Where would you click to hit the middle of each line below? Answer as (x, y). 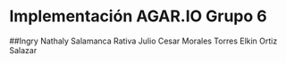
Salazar (23, 50)
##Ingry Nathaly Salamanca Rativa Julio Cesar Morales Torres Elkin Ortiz (143, 41)
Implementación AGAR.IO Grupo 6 (139, 16)
